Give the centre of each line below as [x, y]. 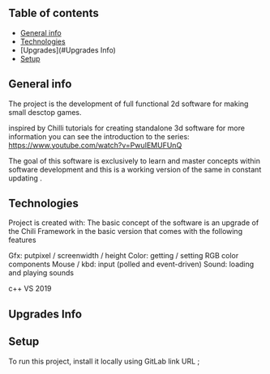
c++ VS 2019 [30, 289]
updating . [26, 178]
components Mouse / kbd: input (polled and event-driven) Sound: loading [131, 264]
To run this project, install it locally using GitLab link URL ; [104, 361]
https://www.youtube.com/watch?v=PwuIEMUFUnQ [95, 145]
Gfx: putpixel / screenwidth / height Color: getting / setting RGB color [124, 256]
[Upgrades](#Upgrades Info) [68, 50]
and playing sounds [41, 273]
